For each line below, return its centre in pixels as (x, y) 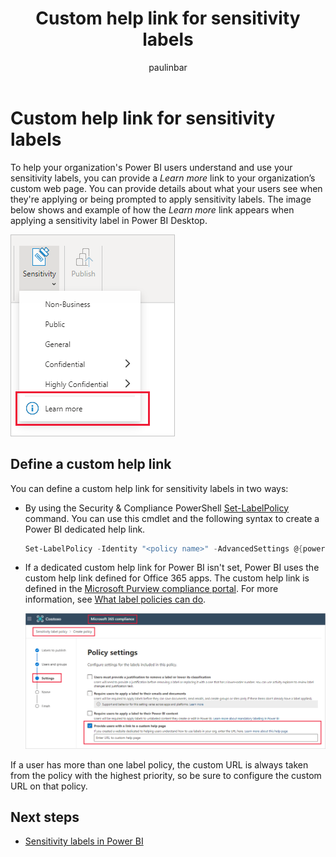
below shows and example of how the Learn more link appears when (152, 209)
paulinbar (168, 67)
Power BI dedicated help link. (85, 529)
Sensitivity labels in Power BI (84, 841)
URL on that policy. (49, 786)
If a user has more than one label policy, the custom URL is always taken (159, 764)
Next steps (45, 817)
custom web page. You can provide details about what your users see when (166, 188)
